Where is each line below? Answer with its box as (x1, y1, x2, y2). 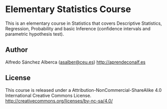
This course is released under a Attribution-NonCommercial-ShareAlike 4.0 (5, 87, 162, 93)
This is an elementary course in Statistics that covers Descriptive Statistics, (5, 20, 162, 26)
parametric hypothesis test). (5, 31, 64, 37)
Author (5, 45, 28, 54)
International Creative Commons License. (5, 92, 92, 98)
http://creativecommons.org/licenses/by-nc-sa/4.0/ (5, 97, 113, 104)
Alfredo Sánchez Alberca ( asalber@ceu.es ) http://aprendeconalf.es (5, 59, 146, 65)
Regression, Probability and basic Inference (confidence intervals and (5, 25, 151, 31)
